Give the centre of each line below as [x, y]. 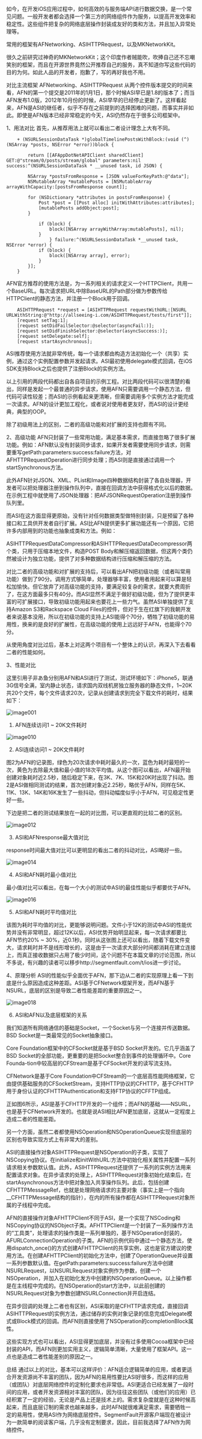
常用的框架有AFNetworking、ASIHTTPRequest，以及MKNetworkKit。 [93, 44]
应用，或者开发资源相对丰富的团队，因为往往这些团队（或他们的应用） [103, 1392]
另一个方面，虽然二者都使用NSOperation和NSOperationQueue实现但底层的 [99, 1132]
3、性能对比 [21, 665]
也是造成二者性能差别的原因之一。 [54, 1357]
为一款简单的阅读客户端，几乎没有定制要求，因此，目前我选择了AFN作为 [96, 1422]
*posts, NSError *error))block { [72, 145]
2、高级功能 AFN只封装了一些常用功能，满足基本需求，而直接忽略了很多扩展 [101, 437]
